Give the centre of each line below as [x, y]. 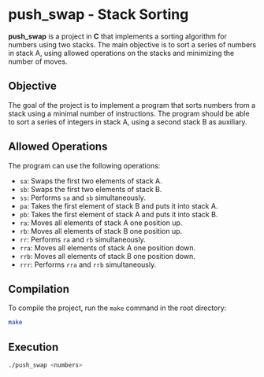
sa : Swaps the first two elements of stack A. [91, 181]
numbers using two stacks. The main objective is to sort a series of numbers [132, 44]
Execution [33, 347]
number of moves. [38, 61]
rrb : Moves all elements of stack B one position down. [107, 256]
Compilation [39, 289]
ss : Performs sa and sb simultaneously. [82, 198]
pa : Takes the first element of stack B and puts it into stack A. [119, 205]
